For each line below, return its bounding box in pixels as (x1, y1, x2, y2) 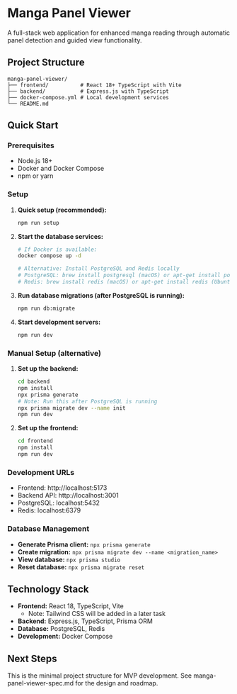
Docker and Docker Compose (17, 164, 105, 173)
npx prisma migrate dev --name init (17, 404, 126, 412)
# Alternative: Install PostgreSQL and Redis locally (17, 265, 180, 272)
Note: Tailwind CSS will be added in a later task (28, 610, 166, 618)
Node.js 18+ (17, 157, 53, 165)
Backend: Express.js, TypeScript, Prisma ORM (17, 617, 154, 625)
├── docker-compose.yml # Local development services (7, 94, 170, 101)
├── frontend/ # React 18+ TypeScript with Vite (7, 82, 182, 89)
